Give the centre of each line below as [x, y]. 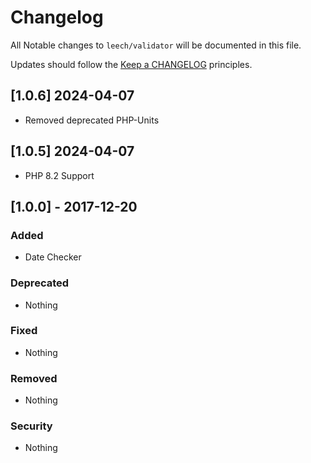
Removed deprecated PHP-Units [92, 120]
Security [31, 426]
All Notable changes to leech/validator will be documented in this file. [156, 45]
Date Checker [53, 257]
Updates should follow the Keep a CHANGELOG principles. [131, 64]
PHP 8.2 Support [59, 175]
